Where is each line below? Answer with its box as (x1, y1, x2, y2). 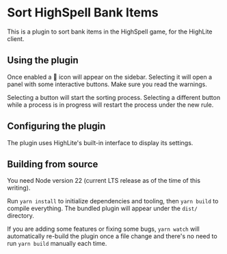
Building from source (7, 158, 98, 170)
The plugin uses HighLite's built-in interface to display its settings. (7, 138, 193, 147)
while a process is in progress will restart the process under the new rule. (7, 101, 214, 109)
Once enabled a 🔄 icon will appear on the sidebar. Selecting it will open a (7, 73, 213, 81)
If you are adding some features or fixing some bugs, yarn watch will (7, 225, 200, 233)
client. (7, 34, 25, 42)
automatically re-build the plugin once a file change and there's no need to (7, 232, 217, 240)
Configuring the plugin (7, 120, 106, 132)
